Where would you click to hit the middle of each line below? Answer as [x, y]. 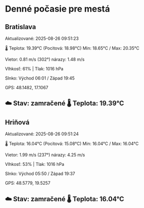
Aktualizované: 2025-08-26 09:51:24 [42, 134]
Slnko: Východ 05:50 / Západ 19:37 [40, 174]
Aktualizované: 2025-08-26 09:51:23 [42, 38]
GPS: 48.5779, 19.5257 [28, 183]
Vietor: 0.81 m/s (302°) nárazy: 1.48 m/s [45, 59]
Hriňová [17, 122]
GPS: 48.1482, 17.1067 [27, 88]
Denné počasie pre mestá [57, 9]
